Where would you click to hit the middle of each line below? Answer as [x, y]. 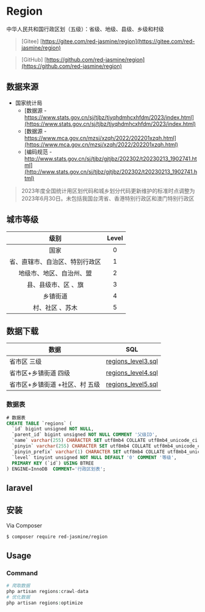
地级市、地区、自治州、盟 [56, 273]
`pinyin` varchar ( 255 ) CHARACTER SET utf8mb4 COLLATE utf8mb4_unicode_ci [107, 446]
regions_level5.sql [132, 384]
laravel [20, 488]
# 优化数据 [18, 597]
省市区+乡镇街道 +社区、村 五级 [55, 385]
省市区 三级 [26, 362]
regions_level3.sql [132, 361]
